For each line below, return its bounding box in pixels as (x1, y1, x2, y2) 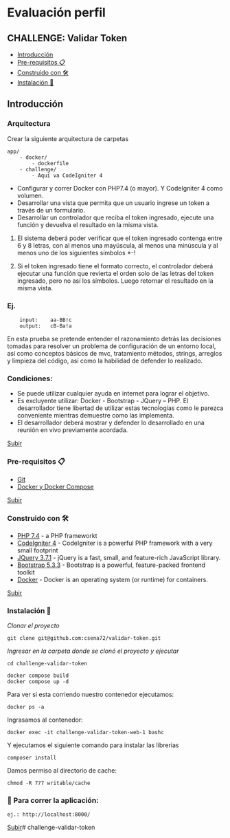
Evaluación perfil (7, 5, 106, 21)
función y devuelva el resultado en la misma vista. (16, 220, 159, 228)
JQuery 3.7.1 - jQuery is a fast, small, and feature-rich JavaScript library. (16, 553, 221, 561)
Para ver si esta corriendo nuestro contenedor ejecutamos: (7, 690, 174, 699)
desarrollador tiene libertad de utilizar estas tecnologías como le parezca (16, 404, 224, 412)
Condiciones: (7, 374, 53, 383)
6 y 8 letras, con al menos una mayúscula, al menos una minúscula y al (16, 241, 218, 249)
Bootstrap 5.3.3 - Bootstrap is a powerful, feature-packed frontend (16, 561, 206, 569)
